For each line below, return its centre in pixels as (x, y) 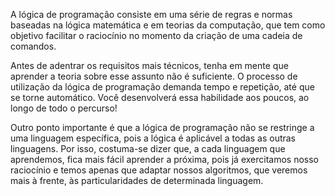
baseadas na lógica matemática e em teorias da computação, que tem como (168, 25)
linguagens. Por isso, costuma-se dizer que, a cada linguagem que (148, 148)
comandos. (33, 46)
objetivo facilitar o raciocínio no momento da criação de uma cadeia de (156, 35)
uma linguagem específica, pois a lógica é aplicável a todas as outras (153, 138)
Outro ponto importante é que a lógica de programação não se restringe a (162, 127)
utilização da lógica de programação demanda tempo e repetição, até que (162, 87)
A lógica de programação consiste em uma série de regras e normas (151, 14)
